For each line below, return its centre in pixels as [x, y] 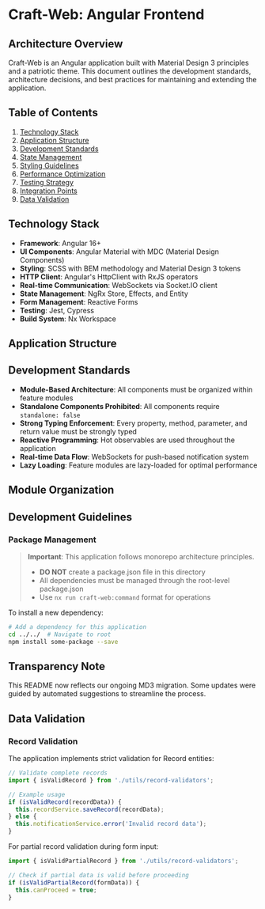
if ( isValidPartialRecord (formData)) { [74, 882]
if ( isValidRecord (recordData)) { [65, 802]
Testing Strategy [46, 182]
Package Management [52, 540]
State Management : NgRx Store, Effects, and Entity [104, 294]
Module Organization [61, 490]
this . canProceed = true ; [56, 890]
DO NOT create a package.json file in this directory [122, 572]
